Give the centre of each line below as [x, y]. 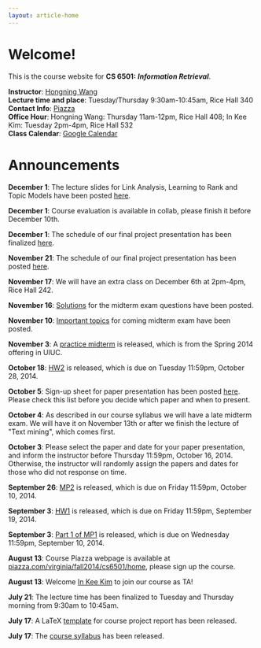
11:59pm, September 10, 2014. [56, 542]
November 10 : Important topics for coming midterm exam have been [119, 320]
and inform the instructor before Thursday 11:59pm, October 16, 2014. [121, 455]
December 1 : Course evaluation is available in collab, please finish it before [130, 210]
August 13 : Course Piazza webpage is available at [89, 558]
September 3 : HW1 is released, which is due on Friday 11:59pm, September [130, 511]
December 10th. [34, 219]
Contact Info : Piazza [42, 108]
